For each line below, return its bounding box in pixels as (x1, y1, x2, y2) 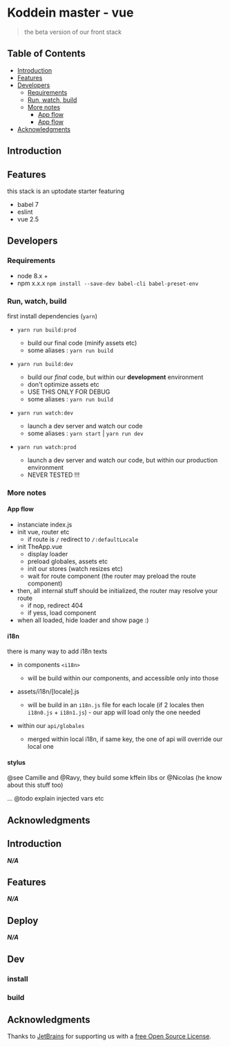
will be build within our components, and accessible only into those (27, 674, 219, 682)
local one (27, 743, 54, 751)
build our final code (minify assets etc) (27, 338, 137, 347)
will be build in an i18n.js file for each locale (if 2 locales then (27, 701, 204, 709)
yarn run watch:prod (17, 444, 77, 450)
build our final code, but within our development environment (27, 372, 204, 381)
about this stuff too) (7, 781, 64, 790)
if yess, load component (27, 609, 97, 617)
